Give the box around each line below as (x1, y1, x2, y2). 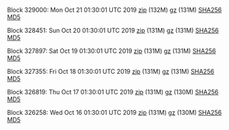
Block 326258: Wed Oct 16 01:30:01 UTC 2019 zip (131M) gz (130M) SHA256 (7, 109, 222, 116)
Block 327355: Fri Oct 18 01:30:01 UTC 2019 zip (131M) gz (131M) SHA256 (7, 68, 215, 75)
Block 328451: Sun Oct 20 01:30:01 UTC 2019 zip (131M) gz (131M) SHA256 (7, 27, 219, 34)
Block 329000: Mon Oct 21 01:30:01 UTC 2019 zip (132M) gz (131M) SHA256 (7, 6, 222, 14)
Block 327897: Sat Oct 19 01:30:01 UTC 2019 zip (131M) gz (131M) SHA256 (7, 47, 217, 55)
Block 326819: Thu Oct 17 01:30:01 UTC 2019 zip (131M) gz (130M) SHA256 (7, 88, 219, 96)
